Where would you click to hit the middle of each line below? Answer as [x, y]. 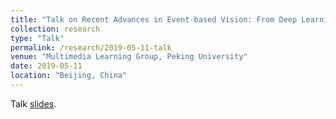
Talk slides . [33, 103]
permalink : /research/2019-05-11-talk [91, 47]
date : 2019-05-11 [46, 66]
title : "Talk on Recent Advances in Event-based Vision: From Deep [154, 19]
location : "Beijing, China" [69, 76]
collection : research [55, 29]
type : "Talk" [37, 38]
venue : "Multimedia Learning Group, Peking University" [129, 57]
